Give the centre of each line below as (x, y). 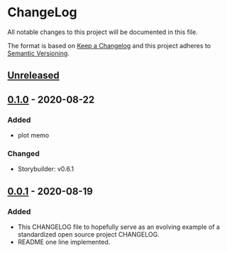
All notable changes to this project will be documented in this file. (103, 32)
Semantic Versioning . (38, 53)
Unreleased (34, 75)
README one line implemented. (64, 242)
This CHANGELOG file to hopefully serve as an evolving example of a (118, 227)
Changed (24, 153)
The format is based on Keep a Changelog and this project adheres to (109, 45)
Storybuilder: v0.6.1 (46, 169)
